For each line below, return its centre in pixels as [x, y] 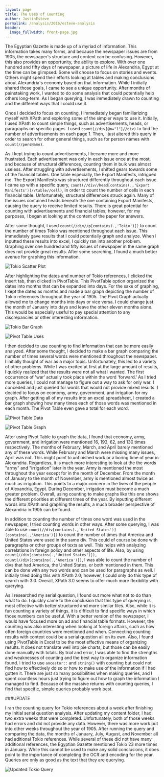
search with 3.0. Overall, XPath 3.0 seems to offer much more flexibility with [82, 580]
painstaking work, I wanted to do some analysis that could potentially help [80, 93]
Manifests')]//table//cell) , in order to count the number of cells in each [80, 190]
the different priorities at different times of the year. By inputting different [79, 499]
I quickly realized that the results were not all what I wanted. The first [75, 372]
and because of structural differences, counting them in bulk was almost [78, 164]
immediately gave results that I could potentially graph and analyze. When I [81, 236]
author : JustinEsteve [27, 19]
